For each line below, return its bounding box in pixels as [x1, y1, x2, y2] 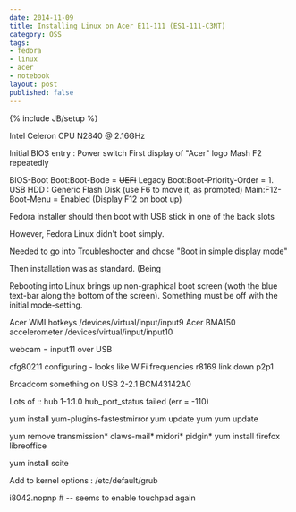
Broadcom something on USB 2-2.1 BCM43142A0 [9, 378, 192, 389]
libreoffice [9, 440, 47, 451]
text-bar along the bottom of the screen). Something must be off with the [9, 290, 279, 300]
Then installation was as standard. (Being [9, 263, 162, 273]
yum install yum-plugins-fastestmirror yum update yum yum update [9, 413, 259, 424]
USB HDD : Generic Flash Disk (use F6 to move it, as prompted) [9, 184, 243, 195]
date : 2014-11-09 [9, 13, 74, 22]
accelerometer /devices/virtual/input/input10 [9, 326, 173, 337]
